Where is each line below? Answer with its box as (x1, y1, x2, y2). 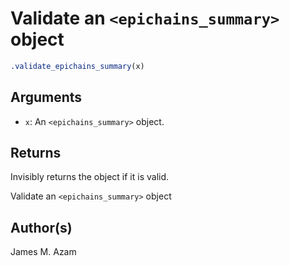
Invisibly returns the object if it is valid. (10, 171, 170, 183)
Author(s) (10, 219, 73, 236)
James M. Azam (10, 246, 77, 258)
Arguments (10, 89, 83, 106)
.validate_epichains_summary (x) (10, 61, 145, 71)
